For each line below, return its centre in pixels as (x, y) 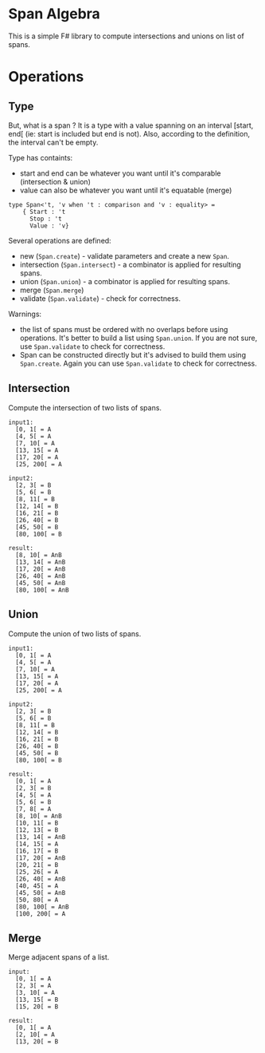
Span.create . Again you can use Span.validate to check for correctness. (138, 363)
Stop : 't (45, 219)
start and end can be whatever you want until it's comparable (120, 173)
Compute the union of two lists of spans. (75, 633)
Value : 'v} (49, 226)
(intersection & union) (55, 181)
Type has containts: (41, 157)
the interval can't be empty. (53, 142)
